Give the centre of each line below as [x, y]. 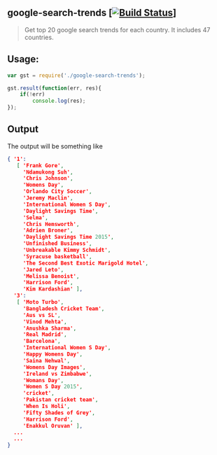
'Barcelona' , [42, 341]
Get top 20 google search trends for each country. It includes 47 [117, 29]
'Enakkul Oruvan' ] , [52, 426]
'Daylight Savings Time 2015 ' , [68, 237]
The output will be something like [55, 146]
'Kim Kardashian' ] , [52, 289]
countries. [39, 37]
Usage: [23, 59]
